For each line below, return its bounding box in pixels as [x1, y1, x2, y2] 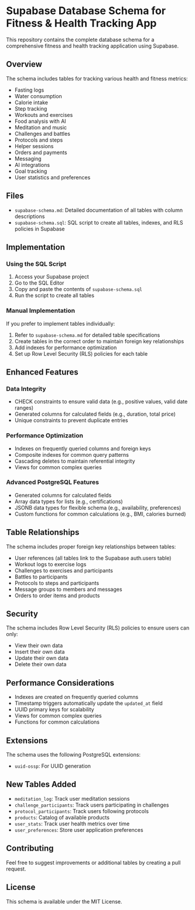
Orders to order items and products [14, 592, 100, 599]
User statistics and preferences [14, 173, 91, 180]
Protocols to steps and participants [14, 579, 100, 586]
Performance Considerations [6, 678, 114, 688]
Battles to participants [14, 573, 68, 580]
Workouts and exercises [14, 111, 73, 118]
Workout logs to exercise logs [14, 560, 87, 568]
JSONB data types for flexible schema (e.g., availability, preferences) [14, 504, 182, 511]
